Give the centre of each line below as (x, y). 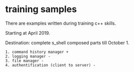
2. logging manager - (28, 56)
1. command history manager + (37, 52)
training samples (41, 9)
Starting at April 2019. (28, 33)
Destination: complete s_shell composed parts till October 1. (67, 43)
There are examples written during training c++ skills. (61, 23)
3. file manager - (24, 61)
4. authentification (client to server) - (50, 65)
